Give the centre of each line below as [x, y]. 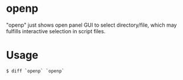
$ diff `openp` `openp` [35, 71]
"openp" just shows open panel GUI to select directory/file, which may [91, 25]
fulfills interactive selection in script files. [56, 31]
